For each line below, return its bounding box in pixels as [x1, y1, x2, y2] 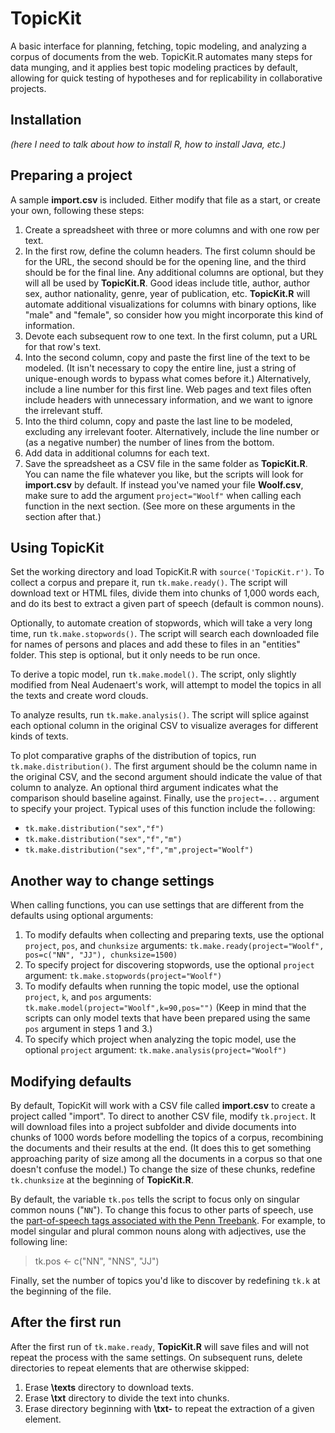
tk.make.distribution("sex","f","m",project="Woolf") [24, 845, 254, 856]
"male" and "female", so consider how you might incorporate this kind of [24, 308, 324, 321]
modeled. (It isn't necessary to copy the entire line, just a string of [24, 362, 297, 374]
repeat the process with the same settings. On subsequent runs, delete [10, 1351, 303, 1363]
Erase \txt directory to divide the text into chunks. [24, 1392, 230, 1404]
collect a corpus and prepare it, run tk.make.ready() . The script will [10, 577, 288, 589]
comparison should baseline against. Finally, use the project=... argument [10, 792, 320, 804]
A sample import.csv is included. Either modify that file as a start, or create [10, 193, 321, 206]
